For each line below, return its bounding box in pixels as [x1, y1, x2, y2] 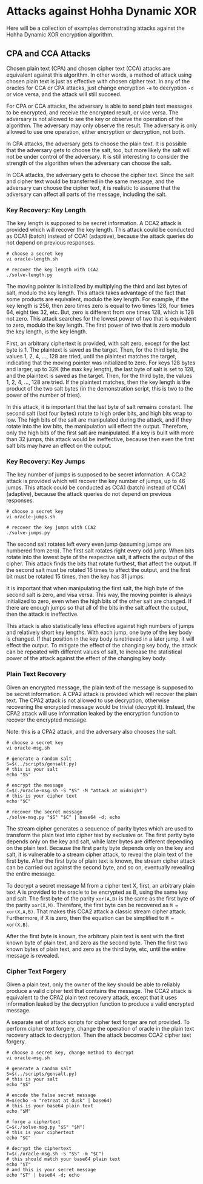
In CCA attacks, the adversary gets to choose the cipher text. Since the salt [6, 171, 195, 178]
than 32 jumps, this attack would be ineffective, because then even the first [6, 436, 195, 443]
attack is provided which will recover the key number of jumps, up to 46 [6, 478, 186, 485]
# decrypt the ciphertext [6, 1145, 72, 1151]
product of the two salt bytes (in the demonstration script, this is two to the [6, 385, 193, 392]
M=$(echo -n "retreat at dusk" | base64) [6, 1097, 113, 1104]
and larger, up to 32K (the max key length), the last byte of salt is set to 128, [6, 366, 195, 373]
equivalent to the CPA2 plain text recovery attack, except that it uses [6, 994, 178, 1001]
